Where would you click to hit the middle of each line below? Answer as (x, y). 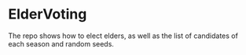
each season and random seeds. (61, 43)
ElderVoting (48, 14)
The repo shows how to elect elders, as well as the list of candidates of (123, 36)
